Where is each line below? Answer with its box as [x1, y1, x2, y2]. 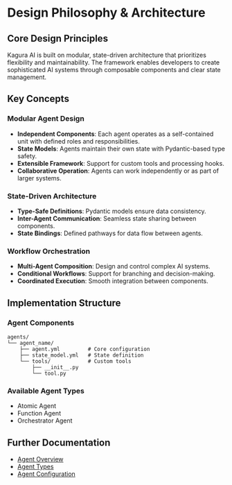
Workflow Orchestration [7, 246, 91, 256]
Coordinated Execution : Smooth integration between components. [17, 277, 209, 285]
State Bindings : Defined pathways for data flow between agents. [17, 229, 203, 237]
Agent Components [7, 318, 75, 327]
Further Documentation [7, 436, 111, 448]
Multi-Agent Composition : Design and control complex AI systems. [17, 262, 211, 271]
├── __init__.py [32, 364, 79, 371]
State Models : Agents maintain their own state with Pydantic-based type [17, 144, 225, 153]
